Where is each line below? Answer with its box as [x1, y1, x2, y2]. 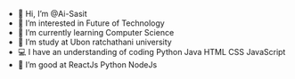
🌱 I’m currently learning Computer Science [17, 28, 175, 37]
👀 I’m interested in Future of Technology [17, 18, 165, 28]
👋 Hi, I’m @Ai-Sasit [17, 9, 87, 19]
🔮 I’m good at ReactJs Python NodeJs [17, 59, 158, 70]
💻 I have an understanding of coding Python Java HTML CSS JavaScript [17, 47, 286, 57]
